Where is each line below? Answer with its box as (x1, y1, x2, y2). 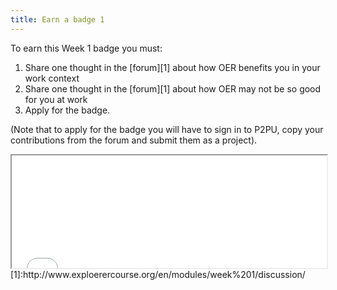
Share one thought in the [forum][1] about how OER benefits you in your (24, 61, 321, 73)
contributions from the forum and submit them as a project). (10, 134, 258, 146)
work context (24, 72, 80, 84)
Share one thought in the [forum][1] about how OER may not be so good (24, 82, 322, 95)
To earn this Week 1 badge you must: (10, 42, 163, 54)
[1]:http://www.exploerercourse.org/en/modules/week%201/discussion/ (10, 268, 306, 280)
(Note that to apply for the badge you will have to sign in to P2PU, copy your (10, 123, 324, 135)
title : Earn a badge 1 (10, 14, 105, 25)
